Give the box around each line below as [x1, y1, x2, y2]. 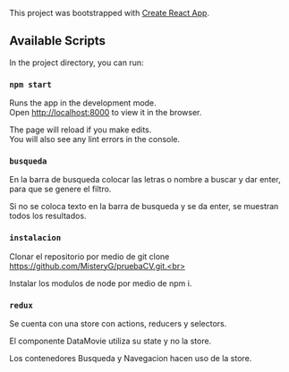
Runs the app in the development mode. [9, 97, 157, 108]
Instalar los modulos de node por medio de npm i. [9, 277, 192, 289]
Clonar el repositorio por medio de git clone [9, 250, 170, 262]
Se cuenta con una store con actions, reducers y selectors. [9, 318, 227, 329]
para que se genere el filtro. [9, 183, 112, 195]
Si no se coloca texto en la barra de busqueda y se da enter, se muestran [9, 201, 279, 212]
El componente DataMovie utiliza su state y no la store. [9, 335, 212, 346]
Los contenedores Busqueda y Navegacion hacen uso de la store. [9, 353, 252, 363]
